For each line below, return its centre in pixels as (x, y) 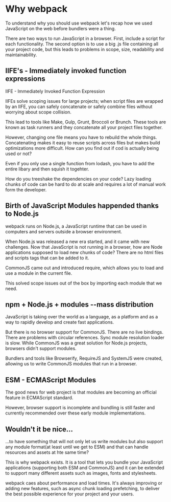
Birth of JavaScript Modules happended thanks (82, 206)
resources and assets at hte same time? (47, 452)
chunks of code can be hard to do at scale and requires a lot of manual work (86, 184)
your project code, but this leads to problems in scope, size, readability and (84, 49)
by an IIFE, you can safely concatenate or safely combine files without (79, 106)
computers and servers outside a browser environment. (64, 231)
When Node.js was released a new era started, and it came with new (77, 242)
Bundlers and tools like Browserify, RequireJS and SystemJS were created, (84, 358)
